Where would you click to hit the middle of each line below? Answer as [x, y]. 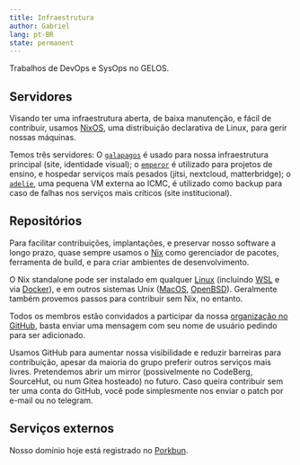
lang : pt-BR [31, 34]
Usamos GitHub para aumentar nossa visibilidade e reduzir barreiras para [145, 353]
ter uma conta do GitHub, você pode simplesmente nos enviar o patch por [146, 390]
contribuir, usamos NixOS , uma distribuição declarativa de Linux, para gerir [148, 128]
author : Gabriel [40, 26]
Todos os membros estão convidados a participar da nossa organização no [149, 316]
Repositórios [46, 221]
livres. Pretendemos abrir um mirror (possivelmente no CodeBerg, [131, 371]
